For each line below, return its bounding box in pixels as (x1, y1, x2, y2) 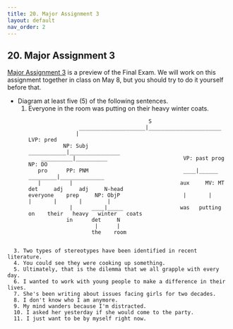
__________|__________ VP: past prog (41, 155, 225, 162)
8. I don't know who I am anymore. (13, 297, 119, 304)
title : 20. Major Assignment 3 (7, 10, 100, 18)
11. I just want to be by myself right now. (13, 315, 147, 323)
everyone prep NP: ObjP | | (28, 192, 212, 199)
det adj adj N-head (28, 186, 124, 193)
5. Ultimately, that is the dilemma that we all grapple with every (13, 266, 220, 273)
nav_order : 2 (7, 23, 46, 30)
